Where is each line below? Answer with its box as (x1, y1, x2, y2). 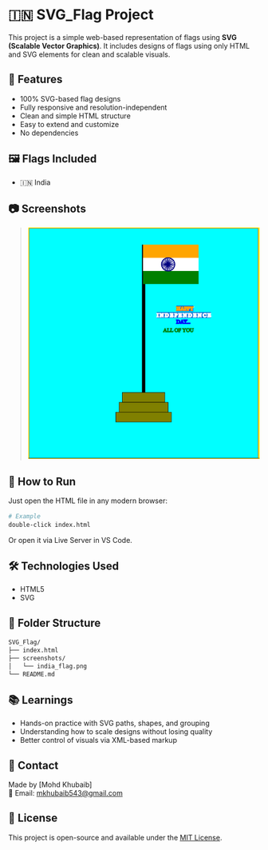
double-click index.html (8, 521, 91, 529)
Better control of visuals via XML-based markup (19, 736, 178, 745)
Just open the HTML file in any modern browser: (8, 496, 167, 505)
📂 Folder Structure (8, 616, 101, 629)
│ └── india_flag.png (8, 662, 88, 671)
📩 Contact (8, 758, 59, 772)
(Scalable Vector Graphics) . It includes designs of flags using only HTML (8, 41, 250, 50)
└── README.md (8, 670, 56, 679)
